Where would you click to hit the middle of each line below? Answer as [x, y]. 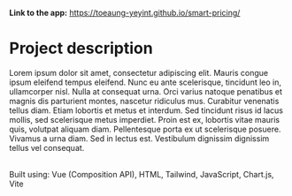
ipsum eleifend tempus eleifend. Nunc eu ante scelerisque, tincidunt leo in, [145, 82]
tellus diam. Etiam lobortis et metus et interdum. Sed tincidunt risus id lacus [146, 110]
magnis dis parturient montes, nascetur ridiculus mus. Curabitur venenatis [144, 101]
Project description [81, 49]
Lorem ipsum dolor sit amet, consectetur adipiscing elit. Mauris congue [138, 72]
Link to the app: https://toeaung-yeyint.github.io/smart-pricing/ [125, 13]
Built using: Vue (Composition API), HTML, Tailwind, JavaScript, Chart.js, [142, 174]
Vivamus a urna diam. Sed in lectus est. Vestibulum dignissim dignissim [139, 138]
